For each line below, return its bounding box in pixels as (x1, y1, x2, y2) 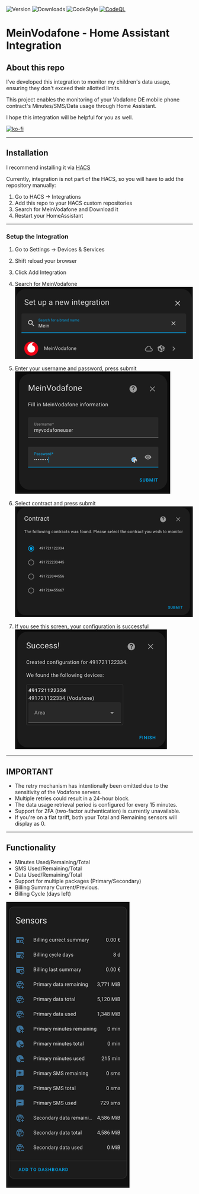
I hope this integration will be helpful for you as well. (6, 114, 133, 121)
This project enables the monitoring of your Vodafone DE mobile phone (6, 96, 180, 103)
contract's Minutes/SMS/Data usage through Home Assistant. (6, 103, 157, 109)
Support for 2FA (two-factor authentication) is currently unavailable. (14, 807, 181, 814)
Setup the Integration (6, 232, 69, 240)
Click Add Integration (14, 269, 67, 276)
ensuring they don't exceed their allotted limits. (6, 85, 121, 91)
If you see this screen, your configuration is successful (14, 623, 149, 630)
